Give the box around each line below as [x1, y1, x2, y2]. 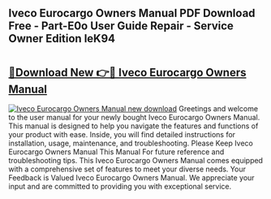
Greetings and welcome [178, 104, 258, 113]
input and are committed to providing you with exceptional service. [8, 182, 232, 191]
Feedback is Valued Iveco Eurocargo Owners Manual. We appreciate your [8, 173, 255, 182]
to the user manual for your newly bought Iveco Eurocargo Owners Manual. [8, 113, 260, 122]
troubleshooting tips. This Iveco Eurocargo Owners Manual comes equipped [8, 156, 264, 165]
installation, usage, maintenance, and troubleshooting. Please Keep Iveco [8, 138, 253, 148]
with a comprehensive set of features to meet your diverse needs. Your [8, 164, 246, 174]
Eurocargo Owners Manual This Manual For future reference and [8, 147, 225, 157]
